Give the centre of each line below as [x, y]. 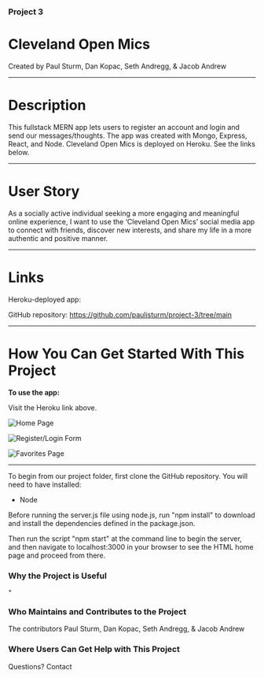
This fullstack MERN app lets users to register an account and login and [124, 127]
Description [47, 106]
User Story [44, 191]
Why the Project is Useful [58, 576]
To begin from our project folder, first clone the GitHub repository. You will [128, 476]
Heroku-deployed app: [44, 299]
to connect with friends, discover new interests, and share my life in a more [130, 230]
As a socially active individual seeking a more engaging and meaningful [124, 213]
